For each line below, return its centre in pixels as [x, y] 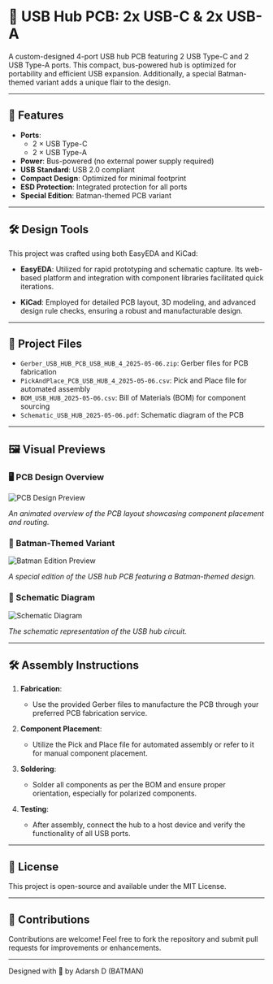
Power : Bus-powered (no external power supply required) [117, 161]
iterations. [37, 286]
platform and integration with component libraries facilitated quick [154, 277]
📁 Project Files [45, 343]
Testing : [34, 809]
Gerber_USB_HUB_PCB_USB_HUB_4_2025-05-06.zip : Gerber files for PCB [134, 363]
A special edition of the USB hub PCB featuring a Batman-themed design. [132, 577]
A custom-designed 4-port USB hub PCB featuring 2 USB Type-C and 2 [129, 56]
